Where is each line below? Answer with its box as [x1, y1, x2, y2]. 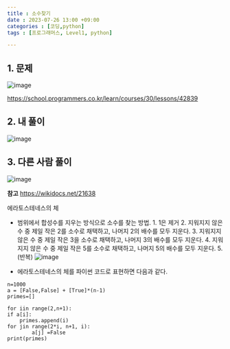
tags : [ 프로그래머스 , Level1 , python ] [7, 29, 113, 36]
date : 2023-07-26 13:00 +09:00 [7, 16, 100, 23]
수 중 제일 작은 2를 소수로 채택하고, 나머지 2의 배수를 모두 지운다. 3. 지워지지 [16, 227, 222, 235]
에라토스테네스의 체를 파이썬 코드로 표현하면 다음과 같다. [16, 267, 168, 275]
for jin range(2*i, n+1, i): [7, 323, 91, 330]
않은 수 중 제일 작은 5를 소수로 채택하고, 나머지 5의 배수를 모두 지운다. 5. [30, 244, 223, 252]
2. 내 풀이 [7, 116, 45, 128]
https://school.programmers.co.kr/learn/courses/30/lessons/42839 [7, 94, 198, 103]
